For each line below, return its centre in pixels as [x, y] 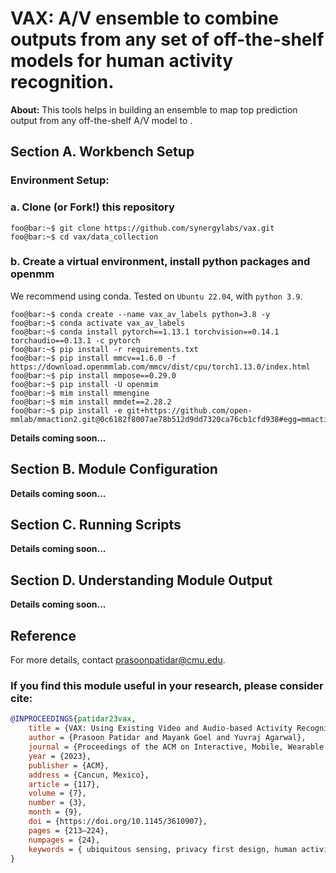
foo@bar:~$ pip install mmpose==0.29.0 [93, 375]
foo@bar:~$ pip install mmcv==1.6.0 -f [93, 358]
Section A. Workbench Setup [102, 152]
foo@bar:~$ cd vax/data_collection [84, 237]
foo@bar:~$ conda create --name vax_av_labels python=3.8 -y [140, 314]
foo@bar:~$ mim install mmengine [80, 393]
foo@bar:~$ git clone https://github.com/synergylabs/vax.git [142, 228]
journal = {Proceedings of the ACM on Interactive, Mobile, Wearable [176, 747]
